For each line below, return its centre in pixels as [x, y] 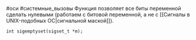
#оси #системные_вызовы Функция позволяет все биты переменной [94, 8]
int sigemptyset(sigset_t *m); [45, 31]
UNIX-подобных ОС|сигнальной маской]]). [60, 21]
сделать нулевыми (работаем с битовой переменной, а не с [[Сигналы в [98, 14]
